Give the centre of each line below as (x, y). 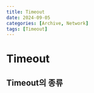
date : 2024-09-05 (28, 18)
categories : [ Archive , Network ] (47, 23)
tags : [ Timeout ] (27, 29)
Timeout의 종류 (34, 83)
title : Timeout (26, 12)
